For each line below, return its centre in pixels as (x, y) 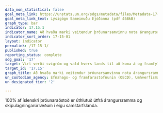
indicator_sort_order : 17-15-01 (38, 37)
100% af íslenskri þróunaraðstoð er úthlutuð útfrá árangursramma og (73, 100)
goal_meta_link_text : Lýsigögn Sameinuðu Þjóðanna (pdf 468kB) (70, 19)
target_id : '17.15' (25, 69)
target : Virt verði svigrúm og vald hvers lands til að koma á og (73, 64)
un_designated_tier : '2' (30, 82)
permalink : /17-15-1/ (27, 46)
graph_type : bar (21, 23)
